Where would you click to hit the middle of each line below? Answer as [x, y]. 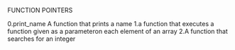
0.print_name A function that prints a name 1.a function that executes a [111, 24]
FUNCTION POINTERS [40, 10]
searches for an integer [42, 39]
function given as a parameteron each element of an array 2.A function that [118, 31]
